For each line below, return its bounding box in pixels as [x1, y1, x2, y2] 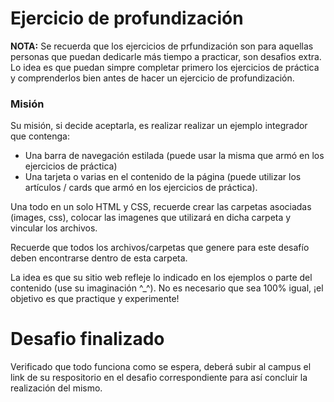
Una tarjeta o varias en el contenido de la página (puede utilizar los [24, 171, 302, 183]
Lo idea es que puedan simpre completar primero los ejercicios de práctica [10, 61, 320, 73]
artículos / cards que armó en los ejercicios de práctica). [24, 182, 258, 194]
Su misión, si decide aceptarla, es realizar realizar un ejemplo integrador [10, 120, 308, 132]
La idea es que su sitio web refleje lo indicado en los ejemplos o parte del [10, 272, 313, 284]
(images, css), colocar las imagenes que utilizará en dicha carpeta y [10, 212, 292, 224]
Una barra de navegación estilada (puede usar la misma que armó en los [24, 150, 325, 162]
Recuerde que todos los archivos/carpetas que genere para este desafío [10, 242, 310, 254]
